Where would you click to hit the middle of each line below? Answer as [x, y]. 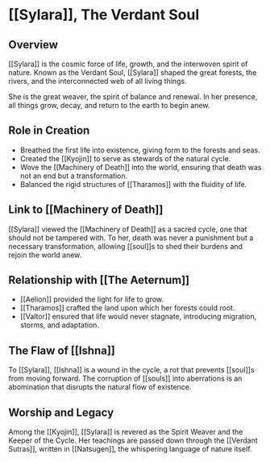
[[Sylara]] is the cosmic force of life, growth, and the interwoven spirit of [128, 64]
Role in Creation [49, 131]
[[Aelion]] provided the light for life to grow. [91, 299]
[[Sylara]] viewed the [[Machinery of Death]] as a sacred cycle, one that [128, 229]
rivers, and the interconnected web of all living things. [98, 81]
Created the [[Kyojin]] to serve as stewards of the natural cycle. [125, 158]
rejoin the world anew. [45, 255]
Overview [33, 45]
